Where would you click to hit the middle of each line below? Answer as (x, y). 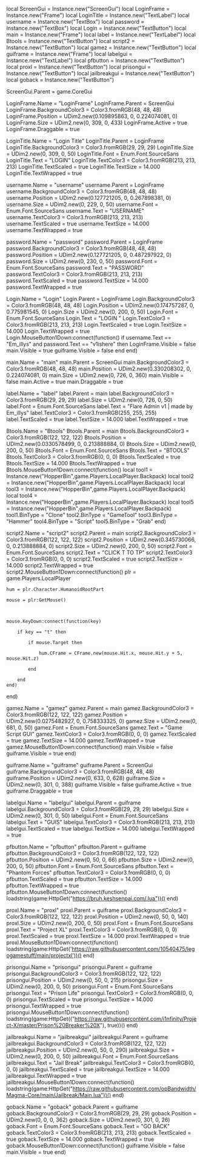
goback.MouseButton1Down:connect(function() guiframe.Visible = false (96, 1146)
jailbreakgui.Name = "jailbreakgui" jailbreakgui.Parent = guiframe (87, 1037)
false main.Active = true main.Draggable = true (65, 382)
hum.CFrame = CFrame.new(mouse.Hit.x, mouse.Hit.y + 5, (111, 653)
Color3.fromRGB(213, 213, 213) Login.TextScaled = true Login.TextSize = (97, 325)
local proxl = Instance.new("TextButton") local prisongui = (79, 67)
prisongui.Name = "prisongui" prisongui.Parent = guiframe (79, 967)
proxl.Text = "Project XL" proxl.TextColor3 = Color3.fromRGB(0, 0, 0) (92, 930)
